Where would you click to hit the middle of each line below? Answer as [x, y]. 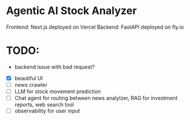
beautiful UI [28, 78]
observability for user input [47, 111]
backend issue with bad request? [55, 67]
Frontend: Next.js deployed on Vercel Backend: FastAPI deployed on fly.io [95, 27]
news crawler [31, 85]
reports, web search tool [44, 105]
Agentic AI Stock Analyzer [72, 11]
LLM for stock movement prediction [58, 91]
